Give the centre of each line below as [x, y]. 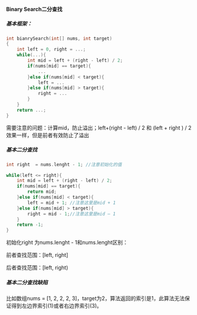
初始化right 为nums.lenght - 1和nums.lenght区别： [67, 243]
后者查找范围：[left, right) [37, 268]
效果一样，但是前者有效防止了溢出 [48, 135]
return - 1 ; [30, 225]
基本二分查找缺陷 [27, 282]
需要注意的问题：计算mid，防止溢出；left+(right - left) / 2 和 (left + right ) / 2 [99, 128]
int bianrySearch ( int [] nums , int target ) [59, 39]
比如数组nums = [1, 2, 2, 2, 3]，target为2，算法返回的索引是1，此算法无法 [96, 298]
